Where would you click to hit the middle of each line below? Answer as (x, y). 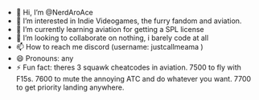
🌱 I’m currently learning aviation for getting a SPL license (110, 29)
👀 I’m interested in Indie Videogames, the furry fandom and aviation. (129, 21)
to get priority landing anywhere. (70, 87)
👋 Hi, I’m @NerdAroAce (55, 12)
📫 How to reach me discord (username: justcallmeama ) (109, 47)
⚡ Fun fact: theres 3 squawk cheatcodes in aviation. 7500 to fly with (128, 67)
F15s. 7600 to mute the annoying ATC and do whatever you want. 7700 (134, 79)
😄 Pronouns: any (45, 58)
